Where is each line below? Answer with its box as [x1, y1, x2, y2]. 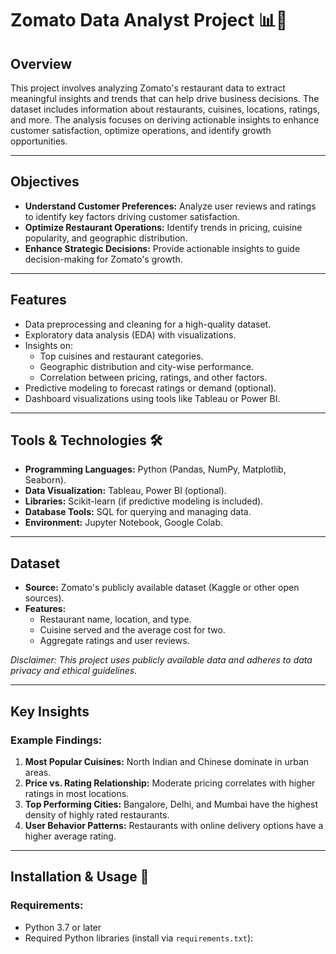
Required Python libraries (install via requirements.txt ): [24, 932, 254, 944]
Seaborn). [24, 474, 67, 486]
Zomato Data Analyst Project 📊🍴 [10, 9, 288, 32]
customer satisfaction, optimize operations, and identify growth [10, 125, 272, 136]
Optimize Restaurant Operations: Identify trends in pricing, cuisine [24, 221, 303, 233]
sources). [24, 592, 65, 604]
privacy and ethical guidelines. [10, 665, 138, 677]
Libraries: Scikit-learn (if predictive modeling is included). [24, 495, 264, 507]
